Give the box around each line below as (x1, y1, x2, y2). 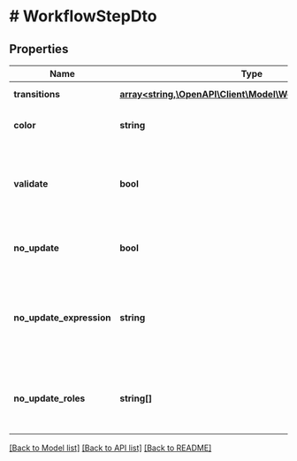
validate (13, 178, 49, 189)
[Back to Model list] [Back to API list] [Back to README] (9, 442, 212, 453)
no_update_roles (13, 392, 86, 404)
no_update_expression (13, 311, 111, 324)
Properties (9, 42, 69, 57)
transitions (13, 88, 60, 100)
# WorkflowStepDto (9, 6, 157, 27)
